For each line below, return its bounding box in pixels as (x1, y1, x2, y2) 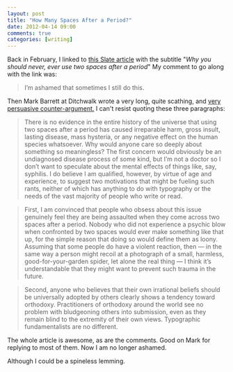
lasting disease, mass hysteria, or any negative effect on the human (24, 133, 218, 141)
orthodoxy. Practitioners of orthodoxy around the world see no (24, 300, 204, 309)
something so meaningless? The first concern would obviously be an (24, 148, 222, 156)
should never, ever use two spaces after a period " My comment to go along (7, 63, 225, 71)
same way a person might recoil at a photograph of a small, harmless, (24, 250, 225, 258)
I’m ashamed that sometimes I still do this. (24, 84, 145, 92)
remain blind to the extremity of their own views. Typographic (24, 315, 201, 324)
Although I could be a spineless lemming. (7, 357, 125, 366)
